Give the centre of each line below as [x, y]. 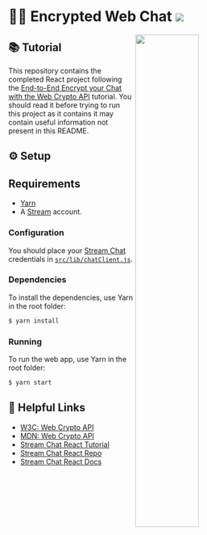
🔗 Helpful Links [47, 408]
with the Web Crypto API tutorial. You [70, 97]
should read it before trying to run [64, 105]
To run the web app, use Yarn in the [68, 359]
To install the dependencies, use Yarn [71, 297]
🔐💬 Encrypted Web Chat [90, 17]
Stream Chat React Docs [61, 461]
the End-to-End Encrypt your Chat [65, 88]
